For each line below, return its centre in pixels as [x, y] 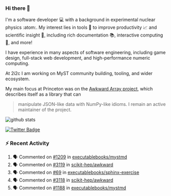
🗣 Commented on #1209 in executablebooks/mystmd [70, 157]
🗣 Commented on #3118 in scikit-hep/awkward [63, 180]
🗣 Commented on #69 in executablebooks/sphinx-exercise [76, 172]
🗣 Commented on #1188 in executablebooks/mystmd [69, 188]
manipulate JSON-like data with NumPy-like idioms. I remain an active [92, 104]
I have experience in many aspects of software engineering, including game [85, 52]
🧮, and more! [19, 43]
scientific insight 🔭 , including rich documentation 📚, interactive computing [84, 35]
